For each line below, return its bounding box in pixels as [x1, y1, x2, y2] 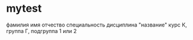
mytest [6, 2, 42, 15]
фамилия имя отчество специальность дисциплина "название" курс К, [6, 21, 188, 28]
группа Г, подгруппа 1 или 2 [6, 27, 77, 34]
